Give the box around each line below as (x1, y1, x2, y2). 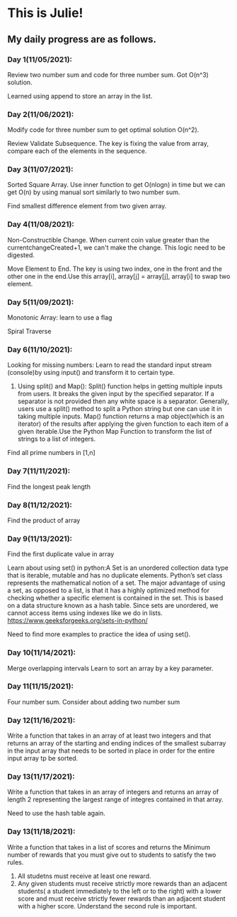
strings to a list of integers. (17, 434, 96, 444)
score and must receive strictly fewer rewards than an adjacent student (17, 894, 226, 903)
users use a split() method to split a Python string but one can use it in (17, 405, 223, 413)
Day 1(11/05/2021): (7, 55, 73, 64)
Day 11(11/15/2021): (7, 682, 74, 692)
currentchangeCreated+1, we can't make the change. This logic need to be (7, 243, 226, 252)
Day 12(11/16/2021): (7, 715, 76, 725)
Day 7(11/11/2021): (7, 466, 71, 476)
